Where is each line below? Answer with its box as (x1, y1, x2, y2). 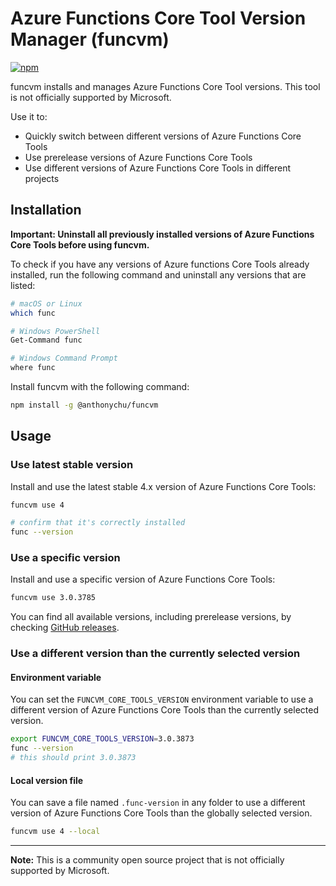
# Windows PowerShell (10, 326, 101, 336)
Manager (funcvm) (10, 28, 170, 51)
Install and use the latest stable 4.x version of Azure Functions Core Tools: (10, 480, 317, 492)
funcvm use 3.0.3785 (10, 593, 97, 603)
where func (10, 363, 56, 373)
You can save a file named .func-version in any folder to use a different (10, 797, 306, 809)
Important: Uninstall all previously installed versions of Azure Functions (10, 228, 315, 240)
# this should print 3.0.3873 (10, 753, 137, 763)
